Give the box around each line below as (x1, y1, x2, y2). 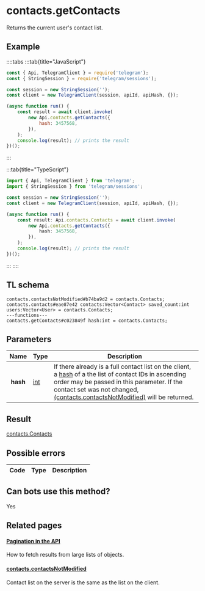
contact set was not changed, (54, 385, 139, 394)
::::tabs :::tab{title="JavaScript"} (6, 58, 87, 65)
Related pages (6, 521, 62, 531)
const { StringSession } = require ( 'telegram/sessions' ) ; (6, 75, 157, 81)
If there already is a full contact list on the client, (54, 362, 191, 371)
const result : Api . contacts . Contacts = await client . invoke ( (17, 217, 176, 223)
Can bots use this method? (6, 486, 111, 497)
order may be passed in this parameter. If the (54, 377, 183, 386)
